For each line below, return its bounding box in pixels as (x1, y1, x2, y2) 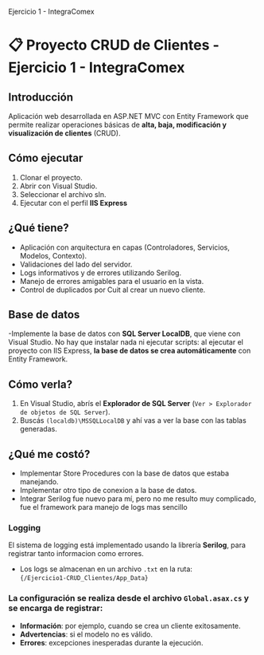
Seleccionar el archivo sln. (19, 189, 107, 199)
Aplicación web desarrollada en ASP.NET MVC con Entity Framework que (8, 112, 249, 120)
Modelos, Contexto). (19, 251, 87, 260)
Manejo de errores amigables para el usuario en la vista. (19, 276, 204, 286)
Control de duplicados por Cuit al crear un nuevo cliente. (19, 285, 206, 294)
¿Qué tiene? (8, 221, 69, 235)
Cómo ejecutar (8, 152, 83, 165)
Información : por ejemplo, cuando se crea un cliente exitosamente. (19, 621, 241, 630)
